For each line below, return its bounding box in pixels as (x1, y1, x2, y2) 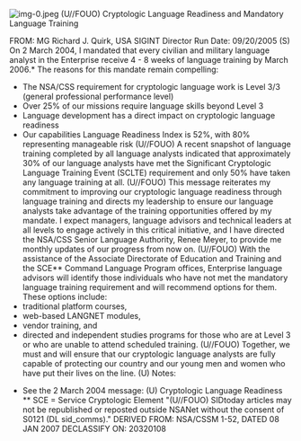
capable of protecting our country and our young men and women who (22, 358, 286, 368)
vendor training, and (22, 320, 98, 331)
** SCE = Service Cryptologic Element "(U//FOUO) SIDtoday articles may (22, 395, 292, 405)
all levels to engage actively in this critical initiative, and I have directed (22, 225, 285, 235)
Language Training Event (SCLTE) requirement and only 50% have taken (22, 167, 291, 178)
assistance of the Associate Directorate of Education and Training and (22, 253, 282, 264)
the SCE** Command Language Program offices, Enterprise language (22, 263, 283, 273)
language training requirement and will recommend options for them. (22, 282, 278, 292)
